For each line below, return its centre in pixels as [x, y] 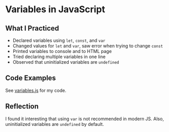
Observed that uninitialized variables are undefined [66, 62]
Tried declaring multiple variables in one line [59, 57]
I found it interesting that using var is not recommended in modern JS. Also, [85, 119]
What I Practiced [32, 28]
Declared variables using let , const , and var [59, 40]
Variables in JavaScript [55, 9]
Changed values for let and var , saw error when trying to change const [88, 46]
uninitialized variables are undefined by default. [55, 124]
